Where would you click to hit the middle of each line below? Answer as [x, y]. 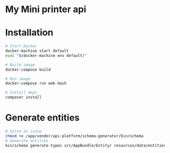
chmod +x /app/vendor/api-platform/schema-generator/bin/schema [74, 136]
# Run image [18, 79]
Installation [29, 33]
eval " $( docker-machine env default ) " [46, 55]
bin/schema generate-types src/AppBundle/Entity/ [59, 145]
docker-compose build [28, 70]
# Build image [20, 65]
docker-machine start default [37, 51]
